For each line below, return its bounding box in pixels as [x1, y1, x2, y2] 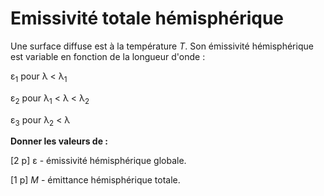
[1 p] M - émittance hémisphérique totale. [10, 174, 181, 186]
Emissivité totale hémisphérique [10, 7, 285, 30]
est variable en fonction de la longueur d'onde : [10, 50, 206, 62]
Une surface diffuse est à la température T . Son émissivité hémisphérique [10, 40, 314, 52]
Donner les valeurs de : [10, 135, 109, 147]
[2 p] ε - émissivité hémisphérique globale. [10, 155, 187, 167]
